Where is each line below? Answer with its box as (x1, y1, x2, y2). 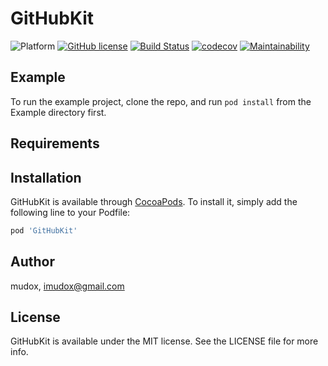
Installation (10, 169, 82, 186)
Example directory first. (10, 106, 107, 118)
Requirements (10, 135, 100, 152)
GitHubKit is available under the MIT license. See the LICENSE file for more (10, 335, 319, 347)
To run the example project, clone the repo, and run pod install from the (10, 95, 312, 107)
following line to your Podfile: (10, 206, 131, 218)
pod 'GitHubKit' (10, 225, 78, 236)
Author (10, 253, 55, 271)
